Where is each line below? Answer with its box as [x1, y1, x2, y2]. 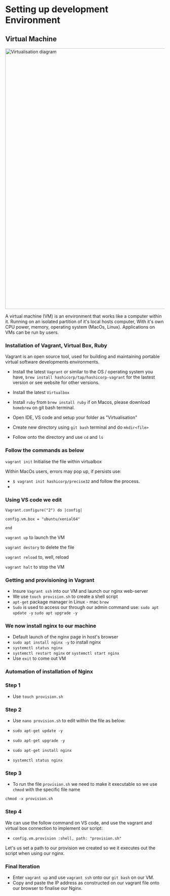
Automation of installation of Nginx [5, 668, 94, 675]
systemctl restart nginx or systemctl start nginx [12, 650, 120, 656]
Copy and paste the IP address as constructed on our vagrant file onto [12, 880, 159, 886]
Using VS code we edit [5, 496, 62, 503]
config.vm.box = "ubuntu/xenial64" [5, 517, 80, 522]
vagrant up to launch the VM [5, 534, 65, 540]
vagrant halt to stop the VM [5, 564, 65, 570]
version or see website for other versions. [12, 379, 100, 386]
